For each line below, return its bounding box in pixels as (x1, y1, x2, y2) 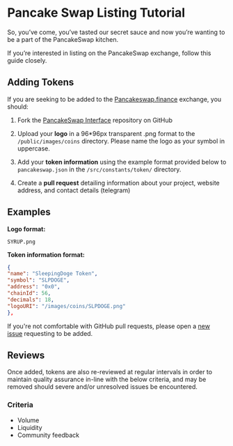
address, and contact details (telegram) (17, 186, 131, 194)
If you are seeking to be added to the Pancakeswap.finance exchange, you (7, 95, 222, 103)
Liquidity (17, 423, 43, 431)
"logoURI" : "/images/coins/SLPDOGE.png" (7, 302, 127, 309)
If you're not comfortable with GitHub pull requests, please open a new (7, 322, 211, 330)
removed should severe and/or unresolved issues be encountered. (7, 383, 198, 391)
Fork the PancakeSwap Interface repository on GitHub (17, 116, 172, 124)
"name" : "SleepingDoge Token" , (7, 270, 98, 277)
